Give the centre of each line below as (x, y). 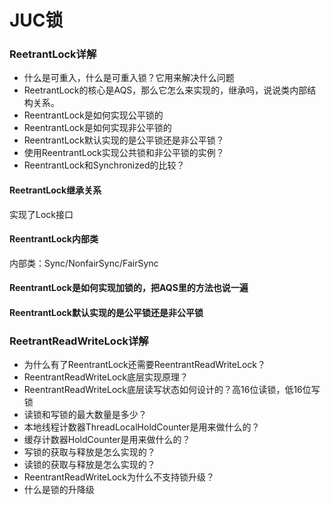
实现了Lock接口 (41, 214)
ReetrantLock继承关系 (55, 190)
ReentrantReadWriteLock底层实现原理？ (106, 377)
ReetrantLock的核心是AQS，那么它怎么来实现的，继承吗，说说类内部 (165, 90)
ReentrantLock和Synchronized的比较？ (104, 165)
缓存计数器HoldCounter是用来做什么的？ (107, 440)
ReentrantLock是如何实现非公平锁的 (97, 128)
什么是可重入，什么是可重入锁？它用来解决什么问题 (129, 78)
